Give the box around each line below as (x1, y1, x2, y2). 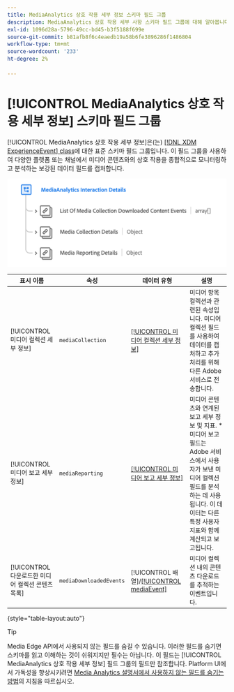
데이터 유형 (142, 277, 173, 285)
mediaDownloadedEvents (58, 577, 125, 584)
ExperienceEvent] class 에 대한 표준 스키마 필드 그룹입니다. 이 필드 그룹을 (7, 147, 208, 155)
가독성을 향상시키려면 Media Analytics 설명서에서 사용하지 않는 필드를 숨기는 (14, 668, 224, 677)
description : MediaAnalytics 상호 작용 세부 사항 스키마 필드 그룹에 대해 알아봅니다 (7, 18, 230, 26)
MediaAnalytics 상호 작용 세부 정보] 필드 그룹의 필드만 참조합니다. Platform (7, 659, 213, 668)
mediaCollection (58, 337, 107, 344)
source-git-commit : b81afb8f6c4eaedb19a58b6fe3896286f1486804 (7, 34, 192, 41)
